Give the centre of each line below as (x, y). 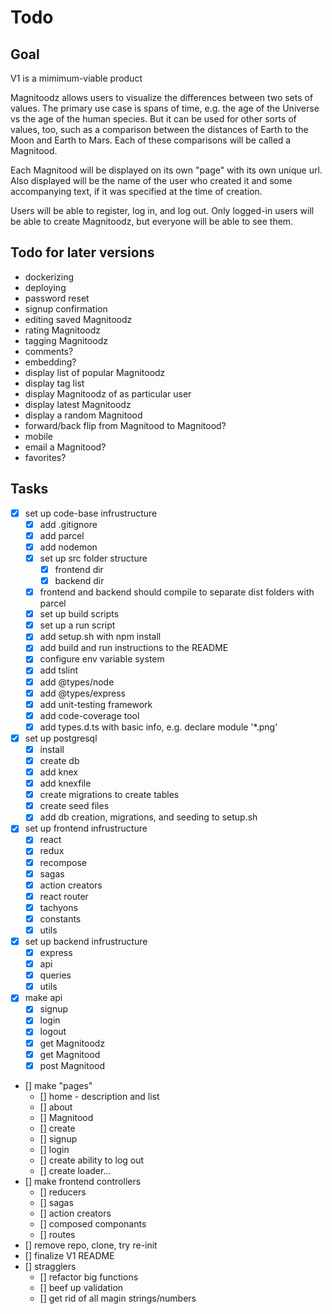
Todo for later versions (82, 252)
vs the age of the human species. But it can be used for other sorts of (153, 119)
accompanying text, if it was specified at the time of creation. (136, 191)
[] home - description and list (99, 1096)
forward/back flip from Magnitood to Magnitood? (125, 425)
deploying (45, 287)
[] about (56, 1107)
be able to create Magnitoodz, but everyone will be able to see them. (152, 221)
